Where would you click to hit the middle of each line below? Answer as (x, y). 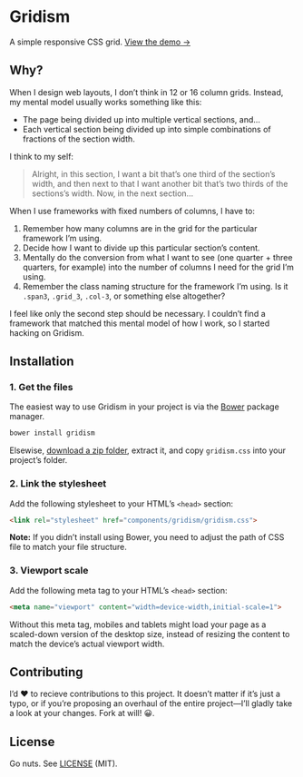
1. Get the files (42, 388)
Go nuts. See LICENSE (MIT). (64, 763)
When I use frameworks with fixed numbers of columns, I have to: (132, 211)
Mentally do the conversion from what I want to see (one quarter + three (157, 257)
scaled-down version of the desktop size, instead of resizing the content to (150, 634)
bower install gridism (52, 433)
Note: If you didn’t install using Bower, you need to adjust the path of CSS (147, 537)
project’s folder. (39, 460)
